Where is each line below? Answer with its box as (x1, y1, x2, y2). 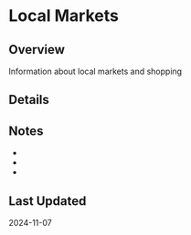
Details (8, 92, 49, 107)
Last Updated (8, 193, 87, 209)
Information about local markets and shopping (8, 66, 183, 77)
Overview (8, 42, 66, 57)
